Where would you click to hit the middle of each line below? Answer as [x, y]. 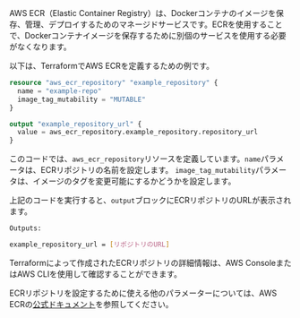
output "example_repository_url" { [76, 124]
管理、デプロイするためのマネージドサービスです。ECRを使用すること [154, 24]
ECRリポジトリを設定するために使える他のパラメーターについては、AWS [143, 293]
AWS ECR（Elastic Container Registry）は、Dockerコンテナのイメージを [142, 13]
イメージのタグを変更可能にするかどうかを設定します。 [134, 181]
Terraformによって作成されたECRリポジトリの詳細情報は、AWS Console [142, 262]
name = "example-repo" [60, 91]
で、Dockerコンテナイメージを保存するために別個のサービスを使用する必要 [148, 35]
